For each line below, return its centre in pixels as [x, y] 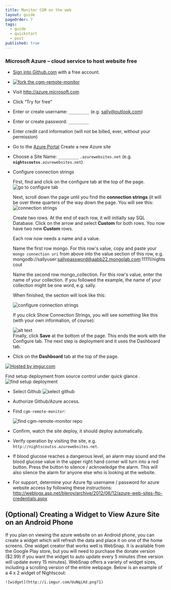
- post [17, 39]
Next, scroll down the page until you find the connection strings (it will [87, 197]
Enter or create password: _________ [51, 122]
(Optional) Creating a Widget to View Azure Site [82, 515]
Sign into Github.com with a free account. [56, 72]
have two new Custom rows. [43, 229]
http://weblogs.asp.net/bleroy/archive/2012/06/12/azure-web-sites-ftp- [88, 493]
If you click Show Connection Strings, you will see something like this [85, 315]
